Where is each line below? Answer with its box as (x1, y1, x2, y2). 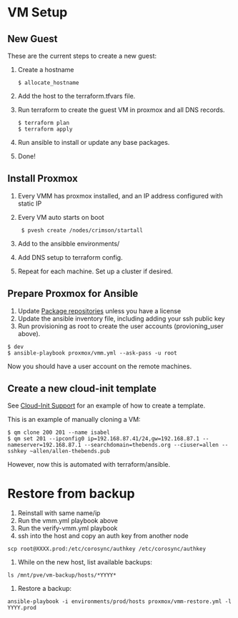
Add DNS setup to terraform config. (17, 253, 123, 261)
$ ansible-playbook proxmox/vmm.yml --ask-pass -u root (7, 349, 177, 357)
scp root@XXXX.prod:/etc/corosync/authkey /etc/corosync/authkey (7, 545, 206, 553)
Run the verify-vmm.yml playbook (17, 524, 118, 532)
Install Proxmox (7, 173, 79, 185)
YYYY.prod (7, 604, 37, 612)
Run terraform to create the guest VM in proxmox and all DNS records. (17, 106, 225, 114)
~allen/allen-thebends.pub (29, 447, 111, 455)
